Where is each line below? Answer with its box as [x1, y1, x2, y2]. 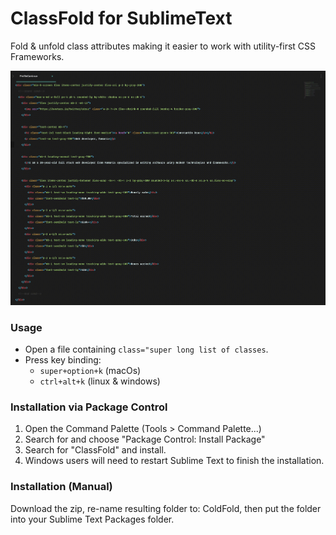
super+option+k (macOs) [39, 365, 142, 377]
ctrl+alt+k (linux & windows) [39, 375, 161, 387]
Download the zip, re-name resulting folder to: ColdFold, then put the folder [10, 502, 322, 514]
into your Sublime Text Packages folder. [10, 513, 175, 525]
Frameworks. [10, 50, 65, 62]
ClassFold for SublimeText [10, 7, 233, 30]
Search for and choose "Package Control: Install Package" [24, 433, 266, 446]
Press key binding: [24, 354, 102, 366]
